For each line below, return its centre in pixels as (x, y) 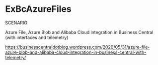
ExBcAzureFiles (39, 9)
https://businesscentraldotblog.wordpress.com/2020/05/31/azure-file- (78, 47)
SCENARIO (16, 23)
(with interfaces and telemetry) (37, 37)
